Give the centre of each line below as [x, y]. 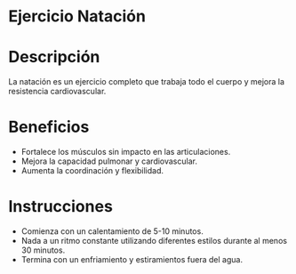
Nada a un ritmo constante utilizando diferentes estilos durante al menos [154, 241]
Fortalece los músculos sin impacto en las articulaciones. [126, 152]
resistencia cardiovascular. [57, 92]
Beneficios [49, 127]
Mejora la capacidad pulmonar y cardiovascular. [109, 161]
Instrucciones [60, 207]
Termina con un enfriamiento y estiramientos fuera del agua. [132, 259]
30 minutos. [43, 250]
